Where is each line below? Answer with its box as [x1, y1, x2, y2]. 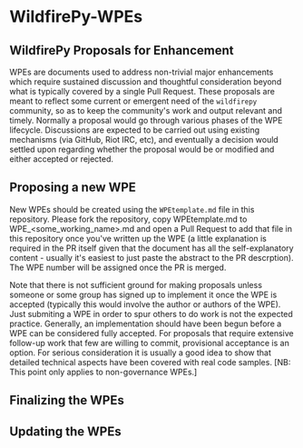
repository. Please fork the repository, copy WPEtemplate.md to [9, 214, 248, 224]
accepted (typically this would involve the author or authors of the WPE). [9, 298, 281, 310]
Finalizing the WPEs [9, 393, 124, 408]
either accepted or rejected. [9, 154, 114, 164]
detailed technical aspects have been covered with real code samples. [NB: [9, 356, 291, 367]
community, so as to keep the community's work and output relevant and [9, 105, 283, 115]
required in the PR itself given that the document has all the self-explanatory [9, 243, 294, 254]
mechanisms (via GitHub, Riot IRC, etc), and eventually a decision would [9, 134, 279, 144]
